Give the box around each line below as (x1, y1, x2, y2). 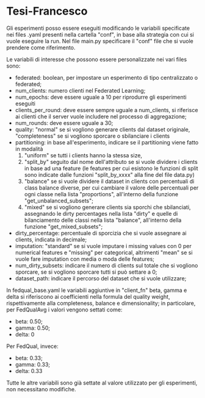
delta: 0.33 (15, 367, 43, 374)
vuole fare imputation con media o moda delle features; (15, 255, 154, 263)
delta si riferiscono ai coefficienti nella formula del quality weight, (6, 293, 170, 300)
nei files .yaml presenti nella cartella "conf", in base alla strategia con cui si (6, 30, 194, 38)
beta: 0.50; (15, 318, 43, 325)
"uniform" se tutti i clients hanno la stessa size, (24, 151, 142, 159)
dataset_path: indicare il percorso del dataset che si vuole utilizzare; (15, 274, 187, 282)
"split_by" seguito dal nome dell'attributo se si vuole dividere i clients (24, 158, 198, 165)
